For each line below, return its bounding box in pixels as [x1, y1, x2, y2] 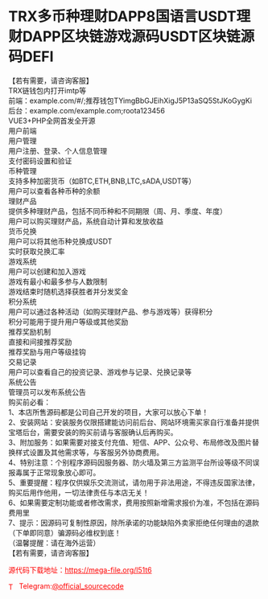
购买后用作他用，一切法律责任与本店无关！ [8, 487, 150, 497]
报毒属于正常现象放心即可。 [8, 467, 101, 477]
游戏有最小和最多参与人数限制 [8, 277, 107, 286]
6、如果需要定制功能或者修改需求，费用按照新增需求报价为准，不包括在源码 [8, 498, 260, 507]
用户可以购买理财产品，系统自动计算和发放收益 [8, 216, 163, 226]
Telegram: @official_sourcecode [19, 581, 125, 591]
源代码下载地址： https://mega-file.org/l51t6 [8, 564, 152, 575]
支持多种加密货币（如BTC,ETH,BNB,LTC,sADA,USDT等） [8, 176, 196, 186]
